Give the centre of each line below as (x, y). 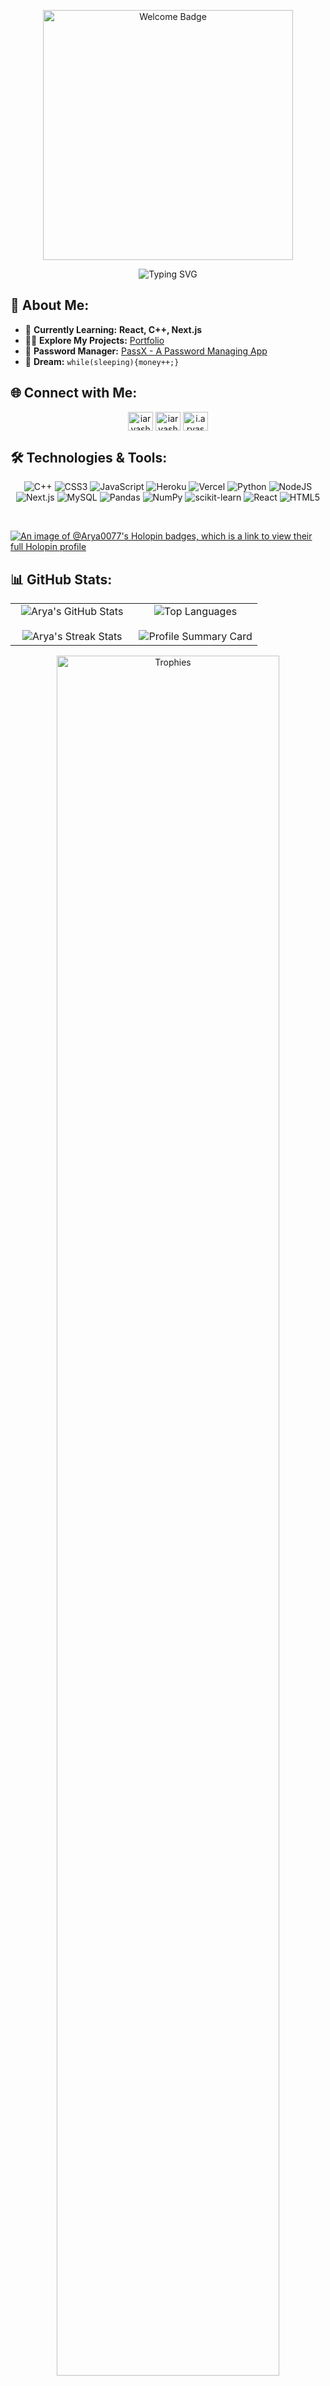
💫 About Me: (50, 305)
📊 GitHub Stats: (61, 579)
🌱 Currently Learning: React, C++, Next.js (113, 329)
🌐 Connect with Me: (74, 393)
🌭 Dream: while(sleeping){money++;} (102, 361)
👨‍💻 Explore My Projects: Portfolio (94, 340)
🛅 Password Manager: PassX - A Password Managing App (146, 351)
